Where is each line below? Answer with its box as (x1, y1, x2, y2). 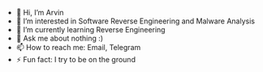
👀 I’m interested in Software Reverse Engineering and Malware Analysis (15, 16, 256, 26)
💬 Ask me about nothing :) (15, 33, 104, 43)
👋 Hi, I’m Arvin (15, 8, 64, 17)
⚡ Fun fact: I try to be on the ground (15, 55, 136, 64)
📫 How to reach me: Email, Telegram (15, 43, 141, 52)
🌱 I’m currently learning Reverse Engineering (15, 25, 166, 34)
